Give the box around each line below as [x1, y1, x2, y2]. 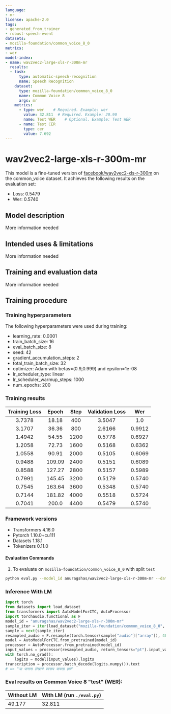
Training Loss [8, 408, 42, 415]
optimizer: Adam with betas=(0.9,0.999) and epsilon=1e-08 [12, 366, 137, 372]
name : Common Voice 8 [18, 93, 65, 98]
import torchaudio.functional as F [5, 614, 81, 619]
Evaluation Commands [5, 554, 54, 561]
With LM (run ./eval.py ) [41, 691, 101, 699]
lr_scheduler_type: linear [12, 371, 65, 377]
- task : [10, 70, 26, 75]
